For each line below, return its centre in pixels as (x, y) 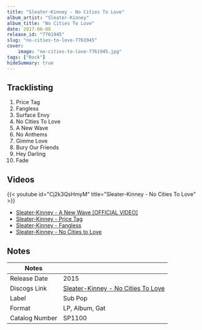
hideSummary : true (30, 63)
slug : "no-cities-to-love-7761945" (52, 40)
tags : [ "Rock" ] (26, 57)
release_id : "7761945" (36, 35)
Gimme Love (32, 141)
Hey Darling (31, 154)
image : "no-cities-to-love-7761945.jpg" (70, 52)
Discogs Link (29, 288)
